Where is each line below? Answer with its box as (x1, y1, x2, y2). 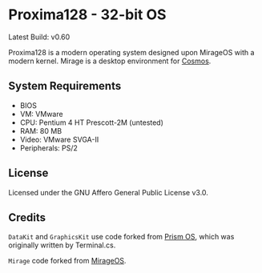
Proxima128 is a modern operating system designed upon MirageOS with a (8, 47, 255, 57)
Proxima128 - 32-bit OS (8, 6, 167, 24)
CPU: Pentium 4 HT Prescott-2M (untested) (19, 118, 164, 127)
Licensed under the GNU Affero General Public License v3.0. (8, 187, 208, 197)
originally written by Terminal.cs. (8, 240, 116, 250)
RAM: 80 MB (19, 126, 62, 135)
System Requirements (8, 79, 122, 93)
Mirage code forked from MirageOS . (8, 256, 127, 266)
